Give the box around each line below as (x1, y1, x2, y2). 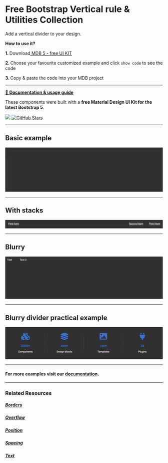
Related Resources (5, 389, 52, 396)
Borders (5, 402, 22, 408)
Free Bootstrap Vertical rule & (5, 4, 130, 15)
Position (5, 427, 23, 433)
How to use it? (5, 40, 35, 46)
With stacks (5, 206, 43, 215)
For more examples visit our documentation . (5, 371, 99, 377)
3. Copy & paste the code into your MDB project (5, 75, 104, 81)
